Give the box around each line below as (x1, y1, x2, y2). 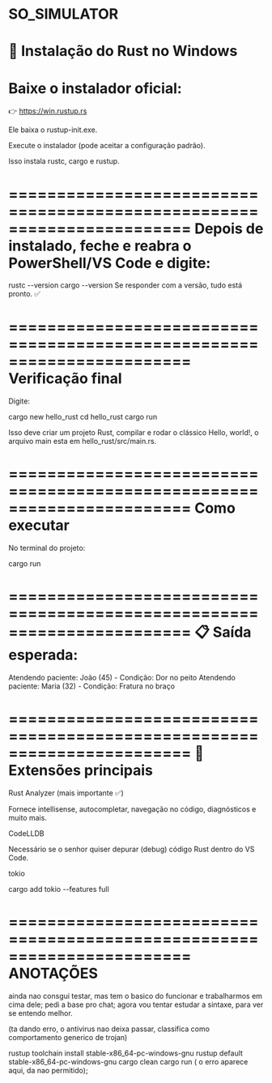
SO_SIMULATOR (8, 5, 119, 23)
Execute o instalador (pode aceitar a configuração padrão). (8, 141, 206, 151)
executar (8, 516, 70, 535)
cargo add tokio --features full (8, 885, 109, 893)
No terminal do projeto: (8, 544, 86, 553)
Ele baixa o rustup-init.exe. (8, 125, 98, 134)
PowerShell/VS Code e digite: (8, 254, 211, 272)
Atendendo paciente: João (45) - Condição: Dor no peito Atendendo (8, 673, 236, 683)
